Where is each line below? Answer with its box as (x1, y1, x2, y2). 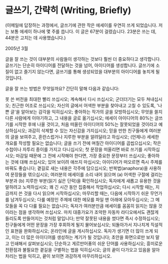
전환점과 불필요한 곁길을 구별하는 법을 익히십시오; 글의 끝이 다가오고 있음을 (5, 246, 151, 252)
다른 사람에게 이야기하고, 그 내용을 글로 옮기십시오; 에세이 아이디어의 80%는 (5, 115, 154, 121)
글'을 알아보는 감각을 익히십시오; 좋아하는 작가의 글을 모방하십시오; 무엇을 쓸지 (10, 108, 162, 114)
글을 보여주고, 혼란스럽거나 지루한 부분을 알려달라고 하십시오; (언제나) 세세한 (10, 134, 159, 140)
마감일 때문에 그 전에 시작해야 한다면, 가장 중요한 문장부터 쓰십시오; (15, 153, 146, 159)
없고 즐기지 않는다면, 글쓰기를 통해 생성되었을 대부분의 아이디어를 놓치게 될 (14, 68, 160, 74)
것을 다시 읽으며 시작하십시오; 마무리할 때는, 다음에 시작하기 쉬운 (23, 190, 149, 196)
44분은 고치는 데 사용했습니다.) (5, 35, 66, 41)
